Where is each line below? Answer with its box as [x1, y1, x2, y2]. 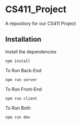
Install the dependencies [5, 48, 57, 54]
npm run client [5, 96, 37, 101]
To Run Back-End [5, 67, 42, 73]
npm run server [5, 77, 37, 82]
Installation [5, 35, 42, 44]
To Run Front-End [5, 86, 42, 92]
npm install [5, 58, 30, 64]
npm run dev [5, 114, 30, 120]
